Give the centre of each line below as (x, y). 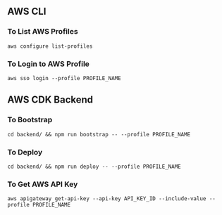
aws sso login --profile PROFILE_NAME (64, 78)
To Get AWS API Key (43, 184)
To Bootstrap (30, 120)
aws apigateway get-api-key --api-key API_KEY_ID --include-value (107, 199)
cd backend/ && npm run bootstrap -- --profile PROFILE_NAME (99, 134)
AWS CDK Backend (50, 100)
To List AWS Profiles (43, 32)
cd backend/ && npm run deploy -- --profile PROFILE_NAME (94, 167)
